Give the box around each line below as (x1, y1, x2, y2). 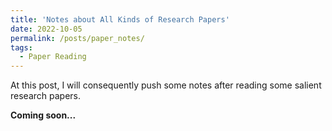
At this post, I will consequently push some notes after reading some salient (10, 79, 322, 91)
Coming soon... (10, 109, 77, 121)
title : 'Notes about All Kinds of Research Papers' (10, 14, 230, 25)
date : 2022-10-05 (10, 24, 83, 34)
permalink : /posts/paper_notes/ (10, 33, 145, 43)
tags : (10, 42, 33, 53)
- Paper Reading (19, 52, 87, 62)
